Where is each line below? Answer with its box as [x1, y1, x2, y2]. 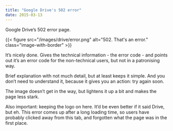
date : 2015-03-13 [5, 12, 43, 17]
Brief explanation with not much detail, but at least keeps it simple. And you [5, 72, 165, 79]
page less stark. [5, 93, 40, 100]
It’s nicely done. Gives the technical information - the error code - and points [5, 52, 168, 58]
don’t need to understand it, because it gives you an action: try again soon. [5, 78, 164, 84]
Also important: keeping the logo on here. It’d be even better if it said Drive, [5, 103, 165, 109]
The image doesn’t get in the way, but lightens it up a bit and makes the [5, 88, 157, 94]
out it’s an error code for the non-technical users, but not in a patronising [5, 57, 160, 63]
